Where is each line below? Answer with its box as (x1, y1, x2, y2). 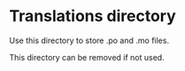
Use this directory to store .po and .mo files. (9, 35, 170, 46)
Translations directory (9, 6, 177, 26)
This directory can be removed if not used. (9, 52, 166, 62)
